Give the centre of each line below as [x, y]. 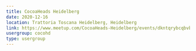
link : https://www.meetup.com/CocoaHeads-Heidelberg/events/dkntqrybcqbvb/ [100, 28]
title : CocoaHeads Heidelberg [43, 11]
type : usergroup [26, 39]
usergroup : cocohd [28, 33]
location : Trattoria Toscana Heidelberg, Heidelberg [71, 22]
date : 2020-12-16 [27, 17]
